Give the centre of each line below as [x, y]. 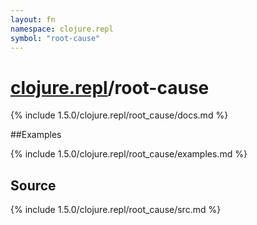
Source [33, 185]
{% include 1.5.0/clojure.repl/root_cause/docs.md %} [119, 115]
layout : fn [33, 19]
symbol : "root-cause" [55, 38]
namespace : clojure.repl [62, 29]
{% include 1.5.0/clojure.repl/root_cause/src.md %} [116, 210]
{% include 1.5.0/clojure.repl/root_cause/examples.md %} [129, 154]
